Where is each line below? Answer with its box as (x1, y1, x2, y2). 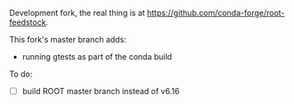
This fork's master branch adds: (9, 35, 127, 44)
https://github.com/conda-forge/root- (146, 8, 285, 18)
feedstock (9, 17, 46, 28)
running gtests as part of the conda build (21, 52, 172, 61)
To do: (9, 68, 33, 79)
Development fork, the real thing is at (9, 8, 145, 18)
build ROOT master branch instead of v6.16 (21, 86, 180, 96)
